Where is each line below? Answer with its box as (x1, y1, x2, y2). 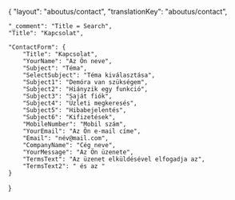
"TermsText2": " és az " (22, 162, 106, 170)
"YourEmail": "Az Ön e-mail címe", (22, 127, 141, 135)
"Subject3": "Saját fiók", (22, 92, 113, 100)
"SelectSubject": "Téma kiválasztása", (22, 71, 156, 79)
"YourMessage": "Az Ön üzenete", (22, 148, 134, 156)
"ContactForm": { (8, 43, 66, 51)
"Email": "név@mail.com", (22, 134, 110, 142)
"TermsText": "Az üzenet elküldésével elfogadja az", (22, 155, 205, 163)
